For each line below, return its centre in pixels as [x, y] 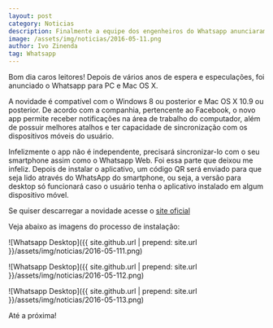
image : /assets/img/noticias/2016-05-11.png [85, 39]
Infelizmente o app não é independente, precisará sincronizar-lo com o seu [134, 152]
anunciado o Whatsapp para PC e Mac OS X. [83, 85]
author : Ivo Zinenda [43, 46]
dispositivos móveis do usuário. [61, 136]
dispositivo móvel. [39, 195]
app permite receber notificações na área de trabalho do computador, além [134, 118]
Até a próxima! [32, 315]
